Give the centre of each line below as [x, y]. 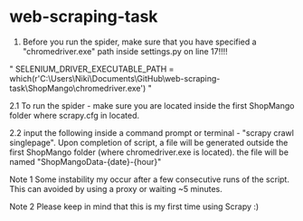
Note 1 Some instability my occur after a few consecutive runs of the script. [149, 179]
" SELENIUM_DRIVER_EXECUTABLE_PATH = [92, 69]
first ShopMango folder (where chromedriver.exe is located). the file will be [149, 152]
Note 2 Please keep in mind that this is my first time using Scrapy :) [134, 207]
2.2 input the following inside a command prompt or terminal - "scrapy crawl [151, 132]
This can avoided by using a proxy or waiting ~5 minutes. [116, 188]
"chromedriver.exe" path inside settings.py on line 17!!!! [125, 51]
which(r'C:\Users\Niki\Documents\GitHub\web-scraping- [115, 78]
